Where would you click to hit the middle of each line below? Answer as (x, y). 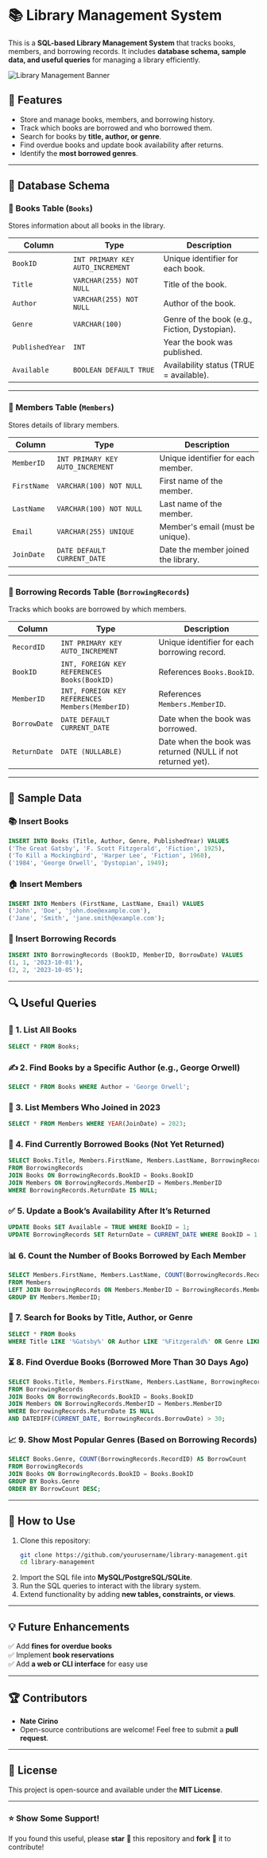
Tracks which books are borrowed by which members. (97, 609)
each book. (184, 269)
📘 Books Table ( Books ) (50, 209)
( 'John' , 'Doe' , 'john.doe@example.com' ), (79, 911)
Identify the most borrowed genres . (79, 153)
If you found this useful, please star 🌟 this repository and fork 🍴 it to (120, 1839)
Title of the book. (195, 285)
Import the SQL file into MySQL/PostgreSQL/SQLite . (106, 1578)
